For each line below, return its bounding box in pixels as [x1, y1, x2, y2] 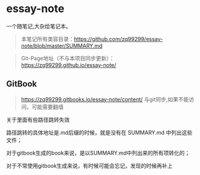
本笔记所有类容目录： [20, 35, 74, 42]
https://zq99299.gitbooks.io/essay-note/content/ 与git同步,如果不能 [20, 95, 189, 103]
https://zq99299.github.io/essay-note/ [20, 61, 116, 68]
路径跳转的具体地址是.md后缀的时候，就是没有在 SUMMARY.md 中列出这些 [6, 129, 193, 136]
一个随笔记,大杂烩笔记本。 [6, 22, 72, 30]
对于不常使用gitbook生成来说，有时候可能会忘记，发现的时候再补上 [6, 162, 173, 169]
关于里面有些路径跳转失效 [6, 116, 70, 123]
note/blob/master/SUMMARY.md [20, 42, 102, 49]
